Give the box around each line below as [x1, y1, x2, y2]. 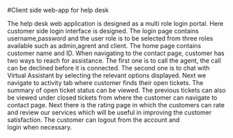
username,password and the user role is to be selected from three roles [7, 34, 213, 43]
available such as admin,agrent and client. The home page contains [7, 42, 202, 49]
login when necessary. [7, 123, 73, 131]
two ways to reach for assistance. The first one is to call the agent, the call [7, 56, 221, 65]
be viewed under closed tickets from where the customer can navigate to [7, 93, 218, 102]
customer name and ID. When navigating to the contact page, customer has [7, 49, 225, 57]
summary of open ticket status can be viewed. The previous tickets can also [7, 86, 226, 94]
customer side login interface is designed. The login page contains [7, 27, 199, 35]
